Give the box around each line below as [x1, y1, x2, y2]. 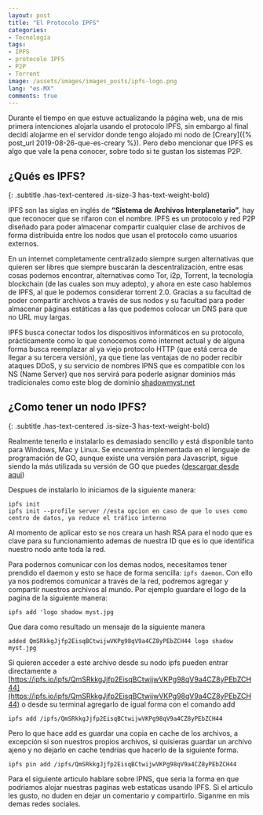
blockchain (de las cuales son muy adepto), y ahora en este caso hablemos [8, 280, 252, 289]
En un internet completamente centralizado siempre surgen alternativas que [8, 254, 254, 264]
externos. [8, 239, 39, 248]
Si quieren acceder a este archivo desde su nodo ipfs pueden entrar [8, 657, 228, 667]
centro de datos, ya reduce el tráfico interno [8, 513, 167, 522]
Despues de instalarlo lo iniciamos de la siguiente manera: [8, 484, 196, 495]
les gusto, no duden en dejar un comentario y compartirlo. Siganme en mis [8, 791, 250, 800]
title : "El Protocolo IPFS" [8, 19, 100, 27]
